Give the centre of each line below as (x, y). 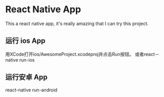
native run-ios (20, 60)
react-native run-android (32, 90)
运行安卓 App (26, 77)
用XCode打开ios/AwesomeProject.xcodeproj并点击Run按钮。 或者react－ (83, 54)
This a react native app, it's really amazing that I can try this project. (77, 23)
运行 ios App (25, 41)
